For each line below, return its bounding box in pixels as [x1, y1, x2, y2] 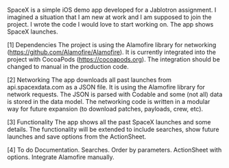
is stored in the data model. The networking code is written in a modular [7, 98, 210, 105]
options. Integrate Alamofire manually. [7, 153, 114, 161]
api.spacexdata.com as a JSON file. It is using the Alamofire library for [7, 83, 206, 91]
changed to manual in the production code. [7, 63, 129, 70]
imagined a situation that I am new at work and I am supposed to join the [7, 13, 212, 21]
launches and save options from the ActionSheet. [7, 132, 147, 141]
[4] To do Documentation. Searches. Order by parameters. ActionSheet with [7, 146, 222, 154]
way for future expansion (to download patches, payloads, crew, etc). [7, 105, 204, 113]
